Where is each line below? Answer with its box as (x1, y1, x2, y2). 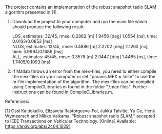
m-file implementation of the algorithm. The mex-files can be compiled (12, 79, 155, 84)
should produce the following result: (12, 24, 85, 30)
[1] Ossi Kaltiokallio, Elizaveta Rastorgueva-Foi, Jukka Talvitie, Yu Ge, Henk (5, 108, 155, 114)
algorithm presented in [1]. (5, 9, 58, 15)
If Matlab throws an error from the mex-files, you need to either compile (12, 68, 157, 74)
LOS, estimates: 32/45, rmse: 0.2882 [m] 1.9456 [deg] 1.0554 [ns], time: (12, 33, 157, 39)
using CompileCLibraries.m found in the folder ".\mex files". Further (12, 84, 148, 89)
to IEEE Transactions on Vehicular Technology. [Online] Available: (5, 118, 136, 124)
